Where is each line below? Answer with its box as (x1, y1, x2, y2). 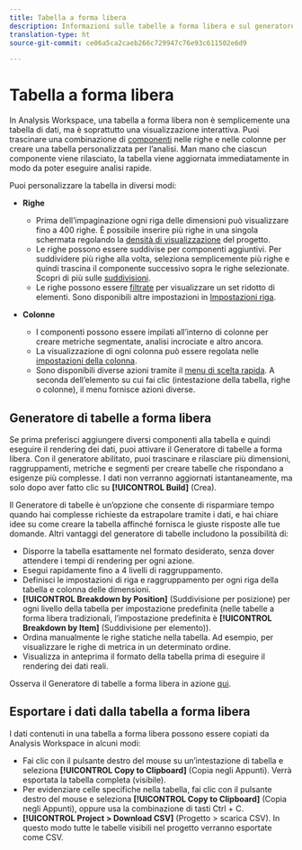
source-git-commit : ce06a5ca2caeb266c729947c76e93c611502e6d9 (9, 38, 247, 48)
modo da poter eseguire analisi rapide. (9, 163, 153, 174)
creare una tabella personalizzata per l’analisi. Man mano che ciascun (9, 143, 267, 154)
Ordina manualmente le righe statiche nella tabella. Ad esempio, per (22, 632, 274, 643)
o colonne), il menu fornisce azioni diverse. (35, 384, 196, 395)
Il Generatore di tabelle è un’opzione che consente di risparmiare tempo (9, 499, 275, 510)
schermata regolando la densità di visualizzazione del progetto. (35, 234, 271, 245)
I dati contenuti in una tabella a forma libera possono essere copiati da (9, 727, 270, 739)
